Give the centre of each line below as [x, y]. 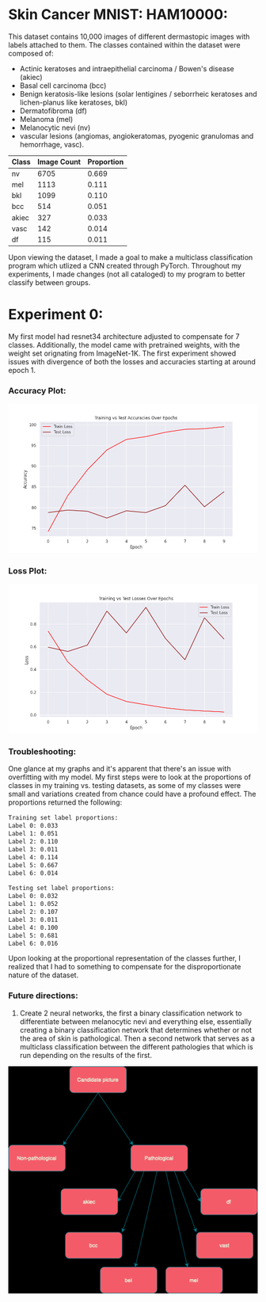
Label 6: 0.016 [33, 944]
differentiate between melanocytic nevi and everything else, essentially [135, 1021]
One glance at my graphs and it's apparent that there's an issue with [120, 769]
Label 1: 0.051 [33, 834]
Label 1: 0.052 [33, 904]
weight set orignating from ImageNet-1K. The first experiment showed [122, 353]
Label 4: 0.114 [33, 858]
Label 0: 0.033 [33, 826]
